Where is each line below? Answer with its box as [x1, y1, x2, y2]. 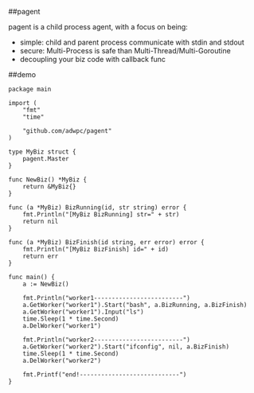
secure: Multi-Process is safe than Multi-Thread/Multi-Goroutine [19, 46, 231, 55]
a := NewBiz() [22, 280, 69, 288]
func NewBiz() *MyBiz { [8, 176, 88, 184]
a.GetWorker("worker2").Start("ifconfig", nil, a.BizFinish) [22, 343, 229, 351]
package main [8, 85, 52, 93]
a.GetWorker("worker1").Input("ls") [22, 308, 145, 316]
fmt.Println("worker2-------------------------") [22, 336, 191, 344]
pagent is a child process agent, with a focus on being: [8, 22, 189, 31]
